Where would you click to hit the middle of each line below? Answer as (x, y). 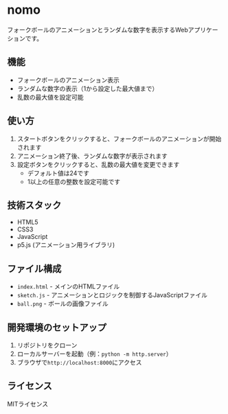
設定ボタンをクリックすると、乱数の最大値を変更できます (98, 164)
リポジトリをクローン (47, 345)
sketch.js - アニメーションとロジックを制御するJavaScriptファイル (112, 295)
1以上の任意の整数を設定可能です (74, 181)
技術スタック (34, 205)
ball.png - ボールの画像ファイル (62, 303)
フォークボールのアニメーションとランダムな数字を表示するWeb (98, 30)
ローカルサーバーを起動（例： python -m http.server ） (94, 354)
